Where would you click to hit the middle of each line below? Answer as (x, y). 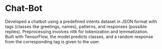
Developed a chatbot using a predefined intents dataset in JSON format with (81, 21)
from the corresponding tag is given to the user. (52, 41)
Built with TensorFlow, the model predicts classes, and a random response (79, 37)
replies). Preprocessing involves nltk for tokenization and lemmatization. (77, 31)
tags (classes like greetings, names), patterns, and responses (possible (76, 26)
